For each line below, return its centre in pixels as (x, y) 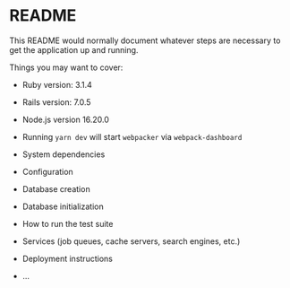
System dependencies (64, 154)
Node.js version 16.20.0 (66, 119)
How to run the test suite (68, 223)
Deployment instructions (68, 258)
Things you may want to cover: (66, 67)
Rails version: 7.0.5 (56, 102)
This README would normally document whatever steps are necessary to (145, 40)
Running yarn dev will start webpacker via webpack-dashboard (132, 136)
